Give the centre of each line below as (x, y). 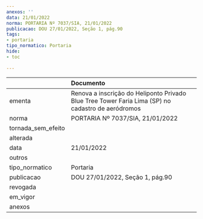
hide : (13, 51)
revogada (23, 187)
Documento (88, 83)
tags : (13, 34)
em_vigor (22, 197)
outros (19, 157)
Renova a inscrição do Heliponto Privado (128, 93)
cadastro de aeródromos (106, 108)
